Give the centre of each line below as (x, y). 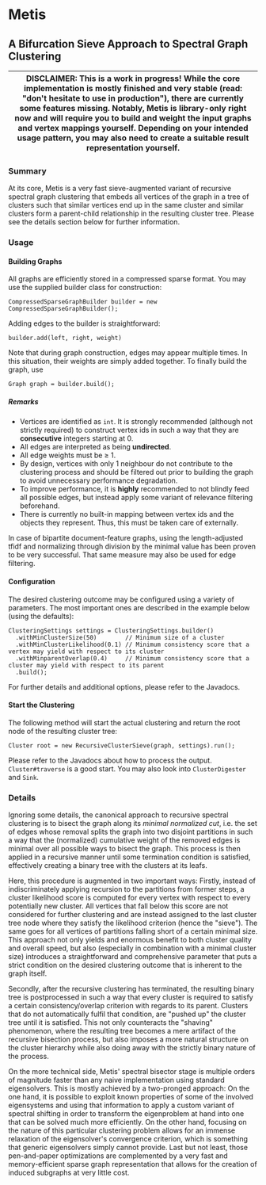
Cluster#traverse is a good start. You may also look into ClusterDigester (127, 768)
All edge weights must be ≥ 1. (68, 455)
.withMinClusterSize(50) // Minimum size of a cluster (120, 637)
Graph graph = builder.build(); (61, 384)
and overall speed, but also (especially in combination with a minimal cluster (132, 948)
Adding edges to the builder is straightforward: (84, 323)
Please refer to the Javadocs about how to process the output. (110, 760)
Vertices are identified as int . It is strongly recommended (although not (136, 422)
